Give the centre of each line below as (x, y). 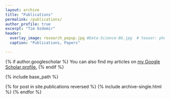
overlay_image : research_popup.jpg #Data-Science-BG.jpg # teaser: (83, 38)
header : (13, 33)
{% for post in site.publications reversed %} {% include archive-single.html (83, 86)
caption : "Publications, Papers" (45, 43)
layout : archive (22, 10)
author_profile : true (28, 24)
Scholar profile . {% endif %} (35, 67)
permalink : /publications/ (34, 19)
